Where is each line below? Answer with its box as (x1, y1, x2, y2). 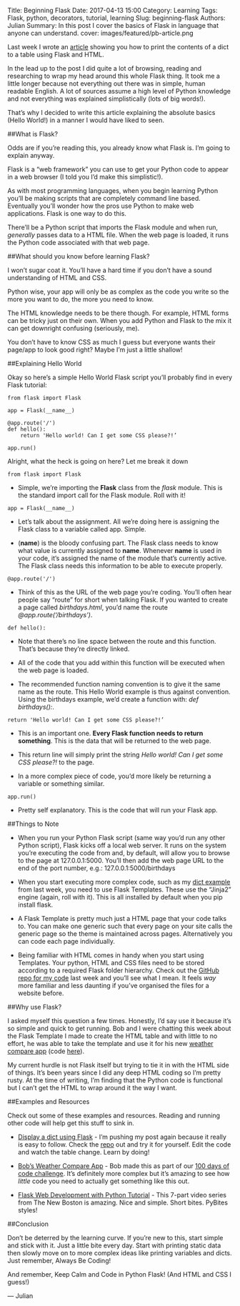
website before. (17, 989, 64, 997)
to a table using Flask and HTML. (7, 50, 105, 59)
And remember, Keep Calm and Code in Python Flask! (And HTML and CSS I (7, 1270, 232, 1278)
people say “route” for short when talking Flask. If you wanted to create (17, 596, 229, 604)
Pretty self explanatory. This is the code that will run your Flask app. (17, 806, 218, 814)
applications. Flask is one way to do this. (7, 209, 127, 217)
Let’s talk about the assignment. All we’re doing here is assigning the (17, 517, 220, 526)
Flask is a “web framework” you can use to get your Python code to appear (7, 165, 229, 174)
